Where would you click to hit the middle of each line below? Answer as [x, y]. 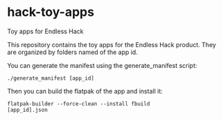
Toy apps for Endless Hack [46, 31]
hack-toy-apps [51, 12]
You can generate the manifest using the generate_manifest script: [102, 65]
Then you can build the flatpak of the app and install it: [85, 91]
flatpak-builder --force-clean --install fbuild [79, 104]
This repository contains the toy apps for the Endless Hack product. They [112, 44]
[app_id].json [28, 110]
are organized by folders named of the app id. [73, 52]
